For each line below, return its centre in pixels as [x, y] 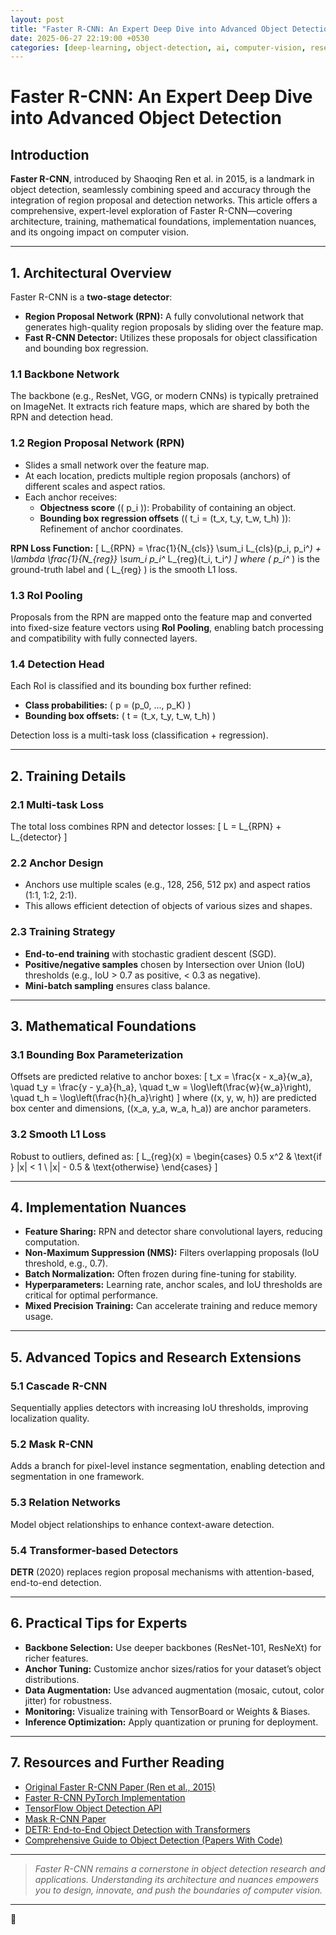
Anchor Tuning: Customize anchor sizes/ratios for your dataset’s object [173, 1668]
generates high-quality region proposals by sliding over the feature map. [174, 327]
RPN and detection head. [62, 417]
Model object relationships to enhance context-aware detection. [142, 1524]
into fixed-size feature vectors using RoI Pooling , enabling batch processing [167, 627]
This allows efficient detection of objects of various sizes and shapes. [168, 906]
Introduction [50, 154]
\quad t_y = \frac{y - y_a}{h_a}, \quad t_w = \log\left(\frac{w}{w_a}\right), [161, 1087]
